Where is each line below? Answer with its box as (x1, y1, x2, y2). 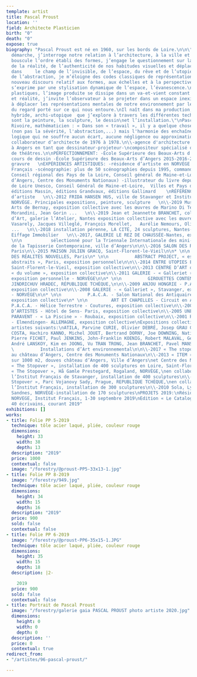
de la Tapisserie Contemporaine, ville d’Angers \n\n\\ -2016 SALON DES (11, 243, 188, 249)
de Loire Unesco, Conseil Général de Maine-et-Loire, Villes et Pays (11, 183, 188, 189)
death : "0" (6, 36, 33, 42)
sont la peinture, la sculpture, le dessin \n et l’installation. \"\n (11, 118, 182, 124)
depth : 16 (16, 505, 41, 511)
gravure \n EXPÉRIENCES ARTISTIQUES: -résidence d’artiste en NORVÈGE (11, 161, 191, 167)
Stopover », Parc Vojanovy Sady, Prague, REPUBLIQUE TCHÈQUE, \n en (11, 379, 177, 385)
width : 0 (16, 624, 38, 630)
